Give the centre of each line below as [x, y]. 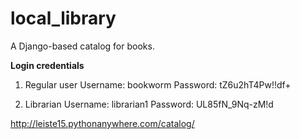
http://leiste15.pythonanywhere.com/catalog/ [102, 123]
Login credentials [47, 65]
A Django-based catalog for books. [82, 46]
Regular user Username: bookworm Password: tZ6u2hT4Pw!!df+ [158, 84]
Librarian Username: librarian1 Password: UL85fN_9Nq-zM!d [149, 104]
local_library [63, 18]
